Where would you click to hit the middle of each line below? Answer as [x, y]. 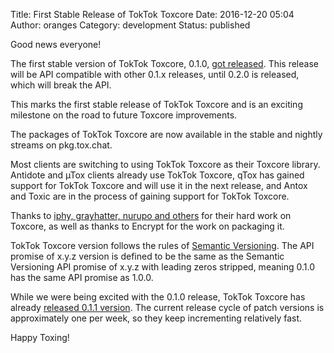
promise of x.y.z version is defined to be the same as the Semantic [147, 256]
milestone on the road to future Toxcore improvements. [124, 115]
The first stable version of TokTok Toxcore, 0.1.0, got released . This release [164, 63]
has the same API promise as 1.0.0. [82, 277]
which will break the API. [61, 85]
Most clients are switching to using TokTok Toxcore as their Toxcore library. [165, 164]
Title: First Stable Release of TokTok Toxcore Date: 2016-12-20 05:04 [152, 14]
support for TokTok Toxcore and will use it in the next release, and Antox [159, 185]
